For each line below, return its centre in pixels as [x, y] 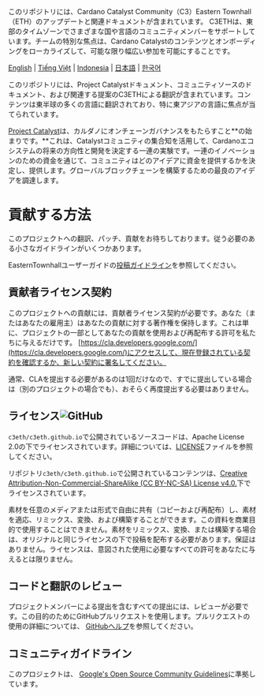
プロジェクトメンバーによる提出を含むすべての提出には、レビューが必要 [125, 607]
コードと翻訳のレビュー [65, 586]
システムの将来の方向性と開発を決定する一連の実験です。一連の [112, 151]
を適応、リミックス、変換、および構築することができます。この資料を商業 [129, 519]
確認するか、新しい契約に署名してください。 [94, 362]
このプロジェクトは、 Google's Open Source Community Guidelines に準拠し [132, 674]
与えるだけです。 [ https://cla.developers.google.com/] [110, 342]
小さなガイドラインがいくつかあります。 [80, 248]
